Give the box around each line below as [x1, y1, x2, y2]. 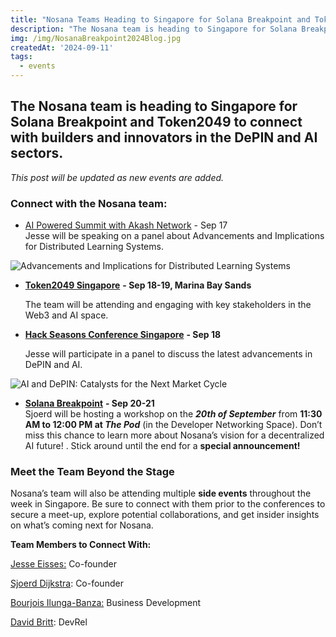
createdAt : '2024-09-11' [10, 42, 114, 53]
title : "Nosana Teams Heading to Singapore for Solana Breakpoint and [10, 14, 311, 25]
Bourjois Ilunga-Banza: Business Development [10, 597, 202, 609]
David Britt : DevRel [10, 616, 88, 628]
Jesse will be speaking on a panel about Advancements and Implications [24, 230, 325, 242]
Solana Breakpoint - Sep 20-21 [24, 397, 155, 410]
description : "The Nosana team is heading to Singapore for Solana [10, 24, 298, 34]
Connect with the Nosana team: [10, 196, 168, 210]
